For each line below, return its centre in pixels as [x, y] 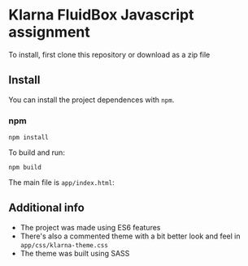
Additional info [47, 208]
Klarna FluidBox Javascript [101, 15]
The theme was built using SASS [75, 253]
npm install [28, 138]
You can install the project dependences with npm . [91, 100]
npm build [25, 168]
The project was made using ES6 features [90, 227]
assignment [50, 32]
